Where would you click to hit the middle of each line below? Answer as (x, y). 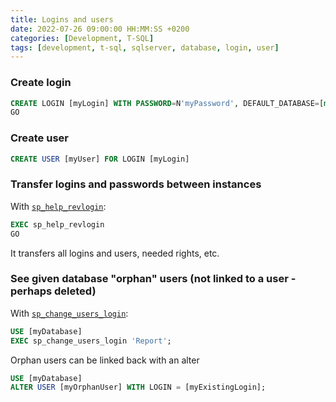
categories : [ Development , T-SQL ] (82, 38)
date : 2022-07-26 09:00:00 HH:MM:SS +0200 (100, 29)
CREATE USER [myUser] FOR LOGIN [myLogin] (100, 159)
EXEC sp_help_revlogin (57, 224)
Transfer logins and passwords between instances (136, 184)
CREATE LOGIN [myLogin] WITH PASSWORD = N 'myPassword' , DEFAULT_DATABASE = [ (167, 103)
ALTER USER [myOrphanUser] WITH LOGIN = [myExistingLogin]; (138, 387)
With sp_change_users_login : (69, 313)
